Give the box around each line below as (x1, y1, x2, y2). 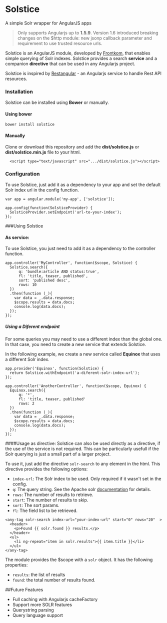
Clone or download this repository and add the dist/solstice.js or (5, 143, 139, 149)
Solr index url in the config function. (5, 186, 79, 193)
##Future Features (5, 586, 43, 593)
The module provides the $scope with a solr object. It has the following (5, 556, 153, 563)
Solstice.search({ (9, 265, 48, 270)
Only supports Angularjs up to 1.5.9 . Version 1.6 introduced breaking (17, 29, 158, 35)
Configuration (5, 170, 40, 177)
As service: (5, 234, 29, 240)
